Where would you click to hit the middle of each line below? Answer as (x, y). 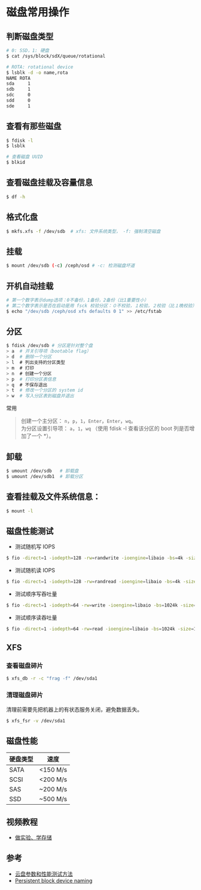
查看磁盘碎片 (25, 666)
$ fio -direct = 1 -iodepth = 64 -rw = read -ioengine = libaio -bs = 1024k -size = (100, 629)
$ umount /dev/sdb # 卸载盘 (42, 471)
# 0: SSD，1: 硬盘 (28, 50)
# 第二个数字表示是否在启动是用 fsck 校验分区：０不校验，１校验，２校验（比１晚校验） (102, 306)
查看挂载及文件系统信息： (53, 497)
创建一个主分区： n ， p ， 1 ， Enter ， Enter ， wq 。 (78, 421)
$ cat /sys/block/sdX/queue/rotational (56, 56)
